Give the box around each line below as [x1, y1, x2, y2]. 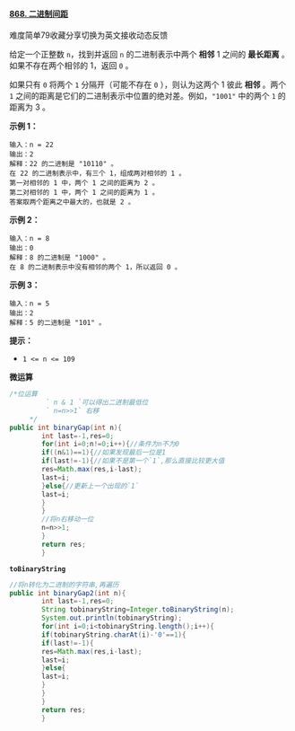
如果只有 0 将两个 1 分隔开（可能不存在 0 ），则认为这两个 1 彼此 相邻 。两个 [9, 79, 287, 90]
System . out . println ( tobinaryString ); [41, 613, 182, 623]
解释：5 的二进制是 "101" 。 [9, 319, 106, 328]
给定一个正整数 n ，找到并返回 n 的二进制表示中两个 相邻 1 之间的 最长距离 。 [9, 49, 290, 60]
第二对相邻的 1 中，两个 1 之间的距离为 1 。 [9, 189, 160, 198]
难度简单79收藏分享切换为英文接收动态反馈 [9, 30, 169, 40]
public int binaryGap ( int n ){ [9, 423, 123, 432]
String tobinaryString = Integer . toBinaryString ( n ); [41, 605, 235, 614]
